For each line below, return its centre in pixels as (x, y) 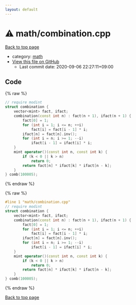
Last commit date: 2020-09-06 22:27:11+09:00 (66, 66)
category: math (27, 56)
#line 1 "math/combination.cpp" (38, 202)
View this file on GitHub (36, 62)
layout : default (21, 9)
